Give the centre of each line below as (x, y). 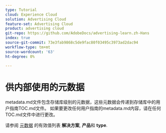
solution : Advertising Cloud (36, 19)
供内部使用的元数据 (45, 87)
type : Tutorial (21, 10)
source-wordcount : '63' (30, 52)
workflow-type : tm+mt (28, 47)
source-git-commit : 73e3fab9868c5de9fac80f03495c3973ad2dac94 (72, 43)
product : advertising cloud (35, 29)
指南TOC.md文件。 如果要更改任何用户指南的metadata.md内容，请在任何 (85, 108)
